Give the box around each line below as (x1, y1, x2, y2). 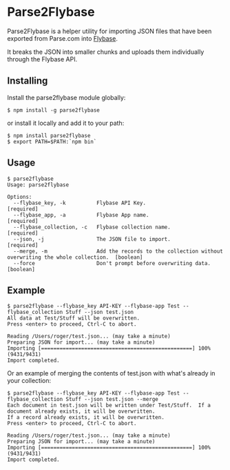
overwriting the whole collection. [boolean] (7, 253, 143, 261)
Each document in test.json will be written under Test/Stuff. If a (7, 402, 211, 409)
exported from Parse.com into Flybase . (7, 34, 118, 42)
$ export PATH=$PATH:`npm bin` (7, 138, 97, 145)
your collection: (7, 377, 52, 385)
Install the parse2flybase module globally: (7, 93, 126, 101)
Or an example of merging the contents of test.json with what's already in (7, 369, 216, 378)
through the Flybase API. (7, 55, 78, 63)
